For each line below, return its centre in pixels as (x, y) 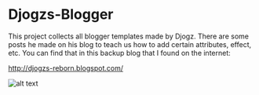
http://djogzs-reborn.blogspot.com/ (66, 68)
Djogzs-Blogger (61, 15)
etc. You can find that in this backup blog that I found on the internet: (120, 53)
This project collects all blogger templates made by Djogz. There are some (129, 36)
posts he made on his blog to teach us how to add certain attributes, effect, (130, 44)
